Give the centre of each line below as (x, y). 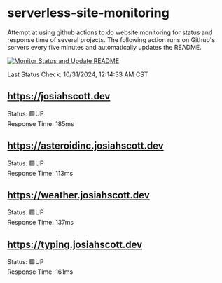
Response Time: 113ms (40, 173)
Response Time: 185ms (41, 123)
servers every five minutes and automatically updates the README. (104, 47)
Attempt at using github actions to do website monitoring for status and (110, 32)
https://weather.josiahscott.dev (79, 195)
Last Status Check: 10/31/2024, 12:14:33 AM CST (78, 74)
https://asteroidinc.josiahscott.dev (85, 146)
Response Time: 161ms (40, 272)
